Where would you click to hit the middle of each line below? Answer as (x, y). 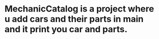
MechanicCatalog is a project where (79, 9)
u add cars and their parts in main (74, 19)
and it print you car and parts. (66, 29)
